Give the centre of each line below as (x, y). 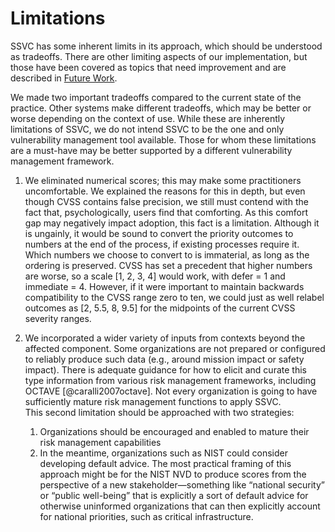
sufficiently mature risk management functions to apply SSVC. (153, 401)
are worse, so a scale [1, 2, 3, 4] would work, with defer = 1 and (155, 276)
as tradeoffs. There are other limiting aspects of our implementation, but (159, 56)
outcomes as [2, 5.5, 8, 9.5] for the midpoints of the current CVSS (160, 308)
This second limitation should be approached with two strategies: (159, 412)
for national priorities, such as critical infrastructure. (146, 516)
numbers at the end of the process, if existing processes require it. (162, 244)
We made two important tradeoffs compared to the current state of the (156, 97)
